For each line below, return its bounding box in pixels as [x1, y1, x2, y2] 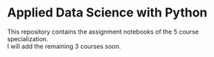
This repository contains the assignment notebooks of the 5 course [7, 27, 199, 36]
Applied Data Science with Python [7, 5, 208, 21]
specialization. [7, 34, 48, 43]
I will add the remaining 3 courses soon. [7, 42, 121, 50]
